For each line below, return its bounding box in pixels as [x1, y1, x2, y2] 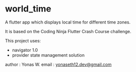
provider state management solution [12, 52, 85, 58]
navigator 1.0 [12, 47, 38, 53]
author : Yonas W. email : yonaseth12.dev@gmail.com [5, 61, 112, 67]
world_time [5, 3, 51, 14]
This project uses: [5, 37, 41, 44]
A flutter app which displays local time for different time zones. [5, 19, 131, 25]
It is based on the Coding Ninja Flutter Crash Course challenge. [5, 28, 132, 34]
